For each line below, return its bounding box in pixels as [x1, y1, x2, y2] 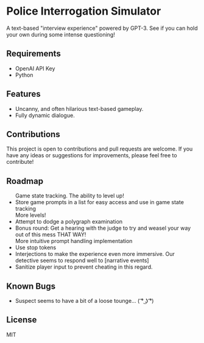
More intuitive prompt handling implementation [15, 238, 133, 245]
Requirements [6, 49, 61, 59]
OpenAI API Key [15, 65, 55, 72]
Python [15, 71, 33, 79]
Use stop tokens [15, 244, 57, 251]
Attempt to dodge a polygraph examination [15, 218, 123, 225]
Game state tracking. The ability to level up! [15, 192, 125, 199]
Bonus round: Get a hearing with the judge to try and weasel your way [15, 224, 191, 232]
